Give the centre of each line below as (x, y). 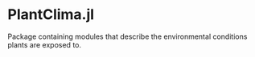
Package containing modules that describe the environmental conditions (127, 36)
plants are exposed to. (45, 44)
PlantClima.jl (51, 15)
